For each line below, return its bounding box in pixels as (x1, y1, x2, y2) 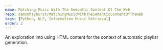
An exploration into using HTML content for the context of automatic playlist (5, 34, 158, 40)
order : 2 (5, 21, 23, 26)
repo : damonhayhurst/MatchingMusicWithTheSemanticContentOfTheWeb (5, 12, 143, 17)
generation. (5, 40, 28, 46)
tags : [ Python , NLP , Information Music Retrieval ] (5, 16, 111, 21)
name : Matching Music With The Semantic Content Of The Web (5, 7, 131, 12)
